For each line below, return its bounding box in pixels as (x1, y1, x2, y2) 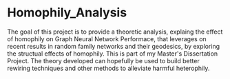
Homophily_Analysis (7, 5, 127, 21)
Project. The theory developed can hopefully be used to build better (7, 56, 200, 65)
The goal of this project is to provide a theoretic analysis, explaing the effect (7, 27, 223, 36)
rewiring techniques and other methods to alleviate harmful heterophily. (7, 64, 210, 72)
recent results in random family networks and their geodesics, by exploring (7, 42, 220, 50)
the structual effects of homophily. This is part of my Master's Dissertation (7, 49, 218, 58)
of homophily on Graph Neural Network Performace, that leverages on (7, 34, 207, 43)
